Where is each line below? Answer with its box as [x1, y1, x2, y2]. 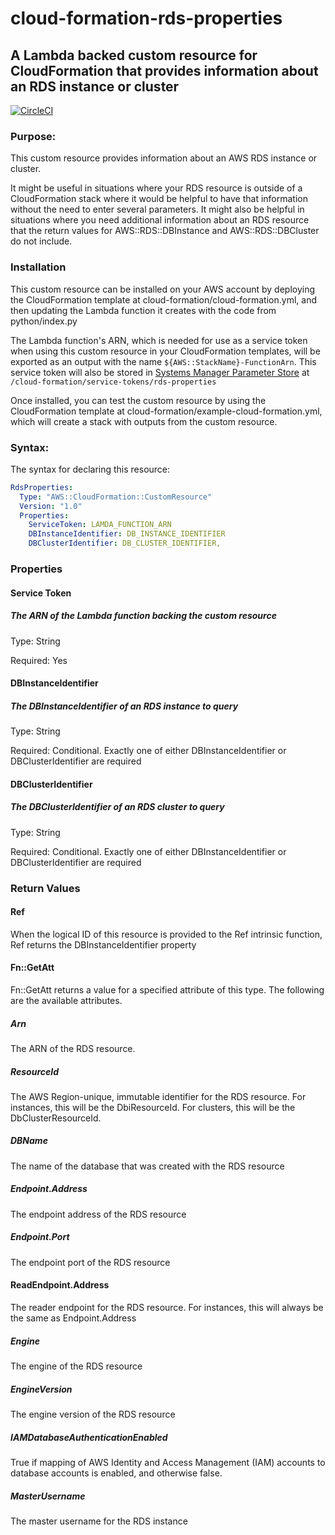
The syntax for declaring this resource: [10, 463, 171, 475]
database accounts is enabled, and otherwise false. [10, 1467, 223, 1479]
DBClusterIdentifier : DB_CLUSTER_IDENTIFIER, [28, 538, 222, 549]
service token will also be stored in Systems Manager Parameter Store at [10, 366, 310, 378]
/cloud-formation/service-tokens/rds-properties [10, 377, 217, 387]
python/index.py [10, 315, 78, 327]
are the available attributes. [10, 994, 123, 1006]
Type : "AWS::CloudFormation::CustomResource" [19, 492, 213, 502]
